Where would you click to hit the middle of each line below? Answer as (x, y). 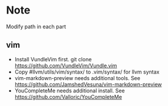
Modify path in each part (36, 26)
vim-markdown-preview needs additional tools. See (77, 78)
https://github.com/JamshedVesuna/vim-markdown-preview (88, 84)
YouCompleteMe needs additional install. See (70, 90)
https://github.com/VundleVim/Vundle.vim (66, 65)
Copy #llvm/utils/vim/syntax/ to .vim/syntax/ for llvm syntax (87, 72)
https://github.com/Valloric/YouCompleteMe (68, 97)
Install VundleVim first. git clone (53, 59)
